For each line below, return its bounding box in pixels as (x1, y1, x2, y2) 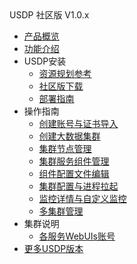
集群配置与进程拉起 (38, 180, 119, 192)
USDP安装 (23, 55, 67, 67)
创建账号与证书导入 (38, 118, 119, 129)
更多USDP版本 (23, 243, 84, 254)
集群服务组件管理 (38, 155, 110, 167)
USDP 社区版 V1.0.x (9, 9, 90, 21)
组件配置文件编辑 (38, 168, 110, 179)
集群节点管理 (38, 143, 92, 154)
